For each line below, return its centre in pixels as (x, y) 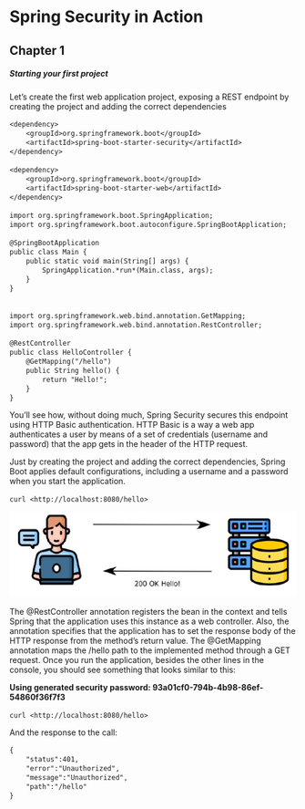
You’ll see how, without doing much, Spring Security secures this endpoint (149, 415)
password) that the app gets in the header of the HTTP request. (129, 443)
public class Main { (49, 252)
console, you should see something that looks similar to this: (123, 670)
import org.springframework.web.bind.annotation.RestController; (136, 325)
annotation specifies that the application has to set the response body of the (152, 631)
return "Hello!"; (75, 379)
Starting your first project (59, 74)
